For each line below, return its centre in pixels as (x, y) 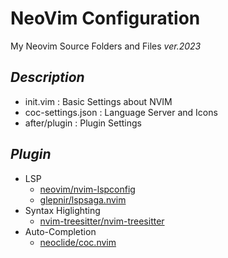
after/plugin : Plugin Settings (83, 123)
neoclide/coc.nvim (78, 242)
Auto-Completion (60, 231)
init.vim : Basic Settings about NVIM (98, 101)
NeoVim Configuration (105, 18)
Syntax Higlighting (62, 210)
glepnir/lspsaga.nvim (83, 199)
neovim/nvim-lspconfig (87, 189)
